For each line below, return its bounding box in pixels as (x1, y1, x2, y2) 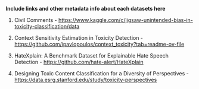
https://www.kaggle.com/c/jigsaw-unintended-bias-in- (58, 17, 193, 23)
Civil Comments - (14, 17, 57, 23)
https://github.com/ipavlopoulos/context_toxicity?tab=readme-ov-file (14, 41, 185, 47)
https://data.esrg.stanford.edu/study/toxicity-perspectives (14, 77, 157, 83)
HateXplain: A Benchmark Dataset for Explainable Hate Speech (14, 52, 169, 59)
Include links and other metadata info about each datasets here (5, 5, 166, 12)
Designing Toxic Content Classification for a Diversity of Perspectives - (14, 70, 189, 77)
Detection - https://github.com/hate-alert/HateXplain (14, 59, 144, 65)
